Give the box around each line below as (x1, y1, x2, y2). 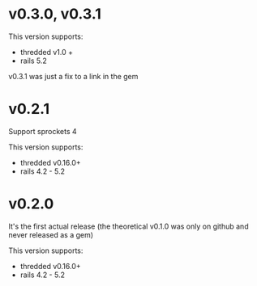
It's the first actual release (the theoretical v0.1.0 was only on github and (8, 221, 249, 231)
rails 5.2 (19, 56, 47, 65)
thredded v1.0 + (19, 47, 73, 57)
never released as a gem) (8, 229, 94, 239)
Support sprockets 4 (8, 126, 77, 136)
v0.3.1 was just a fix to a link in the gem (8, 71, 139, 81)
